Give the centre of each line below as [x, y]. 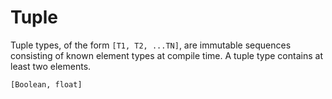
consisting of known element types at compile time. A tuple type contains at [166, 55]
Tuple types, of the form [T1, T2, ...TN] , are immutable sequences [151, 45]
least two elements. [51, 66]
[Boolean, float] [46, 84]
